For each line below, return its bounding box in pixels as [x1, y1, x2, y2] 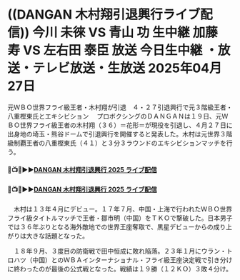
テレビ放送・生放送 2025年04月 [32, 60, 223, 76]
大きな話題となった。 [26, 231, 89, 240]
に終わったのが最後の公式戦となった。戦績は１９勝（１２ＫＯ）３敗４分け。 [7, 264, 232, 273]
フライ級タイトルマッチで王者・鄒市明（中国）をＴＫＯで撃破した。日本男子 [7, 214, 233, 222]
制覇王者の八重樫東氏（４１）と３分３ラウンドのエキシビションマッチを [13, 139, 226, 147]
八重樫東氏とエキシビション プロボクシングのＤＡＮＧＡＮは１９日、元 [7, 111, 222, 120]
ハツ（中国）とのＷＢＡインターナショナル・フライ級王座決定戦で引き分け [13, 255, 233, 264]
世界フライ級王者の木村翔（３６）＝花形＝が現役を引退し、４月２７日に [19, 121, 233, 129]
